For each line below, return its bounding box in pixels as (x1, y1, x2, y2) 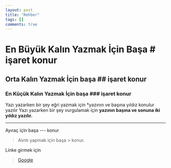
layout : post (5, 7, 33, 13)
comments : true (5, 21, 38, 27)
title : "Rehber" (5, 12, 40, 17)
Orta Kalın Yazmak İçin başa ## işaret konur (5, 75, 147, 83)
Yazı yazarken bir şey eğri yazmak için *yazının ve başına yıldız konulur (5, 102, 155, 108)
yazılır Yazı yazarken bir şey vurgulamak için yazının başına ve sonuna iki (5, 107, 160, 113)
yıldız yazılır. (5, 113, 33, 119)
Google (17, 157, 34, 163)
